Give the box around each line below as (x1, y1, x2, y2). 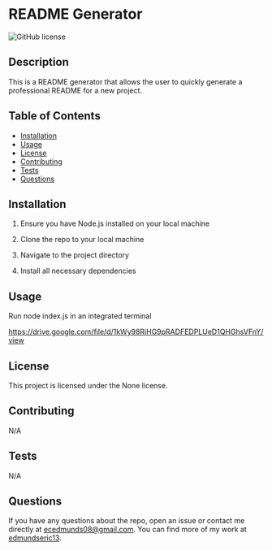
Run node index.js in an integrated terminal (8, 311, 152, 321)
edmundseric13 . (8, 533, 63, 543)
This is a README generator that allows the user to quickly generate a (8, 76, 243, 86)
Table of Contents (8, 109, 101, 123)
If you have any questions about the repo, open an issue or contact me (8, 516, 245, 526)
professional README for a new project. (8, 85, 143, 95)
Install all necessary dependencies (19, 266, 136, 276)
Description (8, 55, 69, 69)
